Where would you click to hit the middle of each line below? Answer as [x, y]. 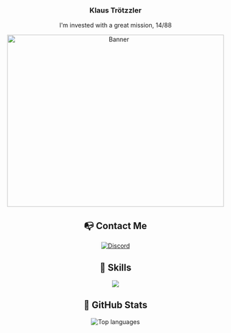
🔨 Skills [115, 267]
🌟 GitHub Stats [115, 305]
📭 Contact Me [115, 226]
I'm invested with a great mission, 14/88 [115, 25]
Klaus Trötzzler [115, 10]
